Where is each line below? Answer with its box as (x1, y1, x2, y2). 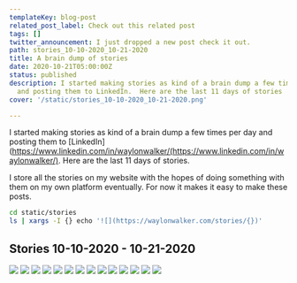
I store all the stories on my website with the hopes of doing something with (9, 172, 285, 183)
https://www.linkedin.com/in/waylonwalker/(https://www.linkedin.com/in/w (11, 146, 285, 157)
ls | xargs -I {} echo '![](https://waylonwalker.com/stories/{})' (9, 217, 263, 226)
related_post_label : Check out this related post (9, 21, 196, 30)
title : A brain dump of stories (9, 54, 128, 63)
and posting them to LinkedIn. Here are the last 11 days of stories (17, 87, 283, 96)
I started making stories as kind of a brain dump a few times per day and (9, 127, 273, 138)
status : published (9, 71, 77, 80)
